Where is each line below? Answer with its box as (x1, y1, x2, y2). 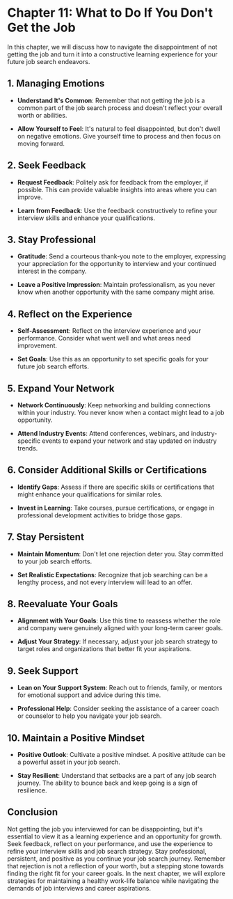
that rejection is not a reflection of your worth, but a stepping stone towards (7, 861, 224, 870)
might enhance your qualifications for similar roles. (17, 490, 163, 499)
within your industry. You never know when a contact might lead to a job (17, 409, 225, 416)
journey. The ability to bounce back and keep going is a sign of (17, 779, 198, 788)
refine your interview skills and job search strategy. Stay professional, (7, 847, 207, 855)
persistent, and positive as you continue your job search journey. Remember (7, 854, 226, 863)
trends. (17, 444, 38, 452)
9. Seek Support (7, 665, 79, 677)
